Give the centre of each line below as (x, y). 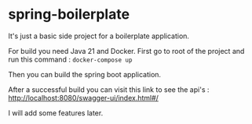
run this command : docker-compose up (70, 59)
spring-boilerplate (69, 14)
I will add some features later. (56, 113)
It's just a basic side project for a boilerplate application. (99, 36)
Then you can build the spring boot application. (85, 74)
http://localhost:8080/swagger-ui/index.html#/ (84, 97)
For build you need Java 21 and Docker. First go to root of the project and (126, 51)
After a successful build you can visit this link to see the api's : (109, 89)
